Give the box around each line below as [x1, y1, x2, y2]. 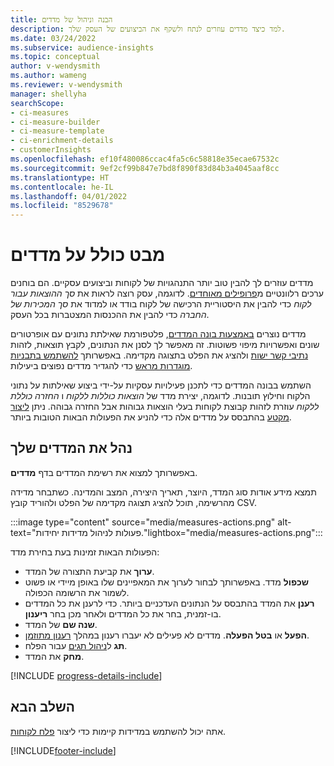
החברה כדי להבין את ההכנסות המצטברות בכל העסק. [10, 309, 210, 321]
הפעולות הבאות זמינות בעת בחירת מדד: [10, 546, 160, 558]
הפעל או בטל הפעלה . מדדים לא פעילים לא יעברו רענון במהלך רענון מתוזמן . [24, 629, 310, 641]
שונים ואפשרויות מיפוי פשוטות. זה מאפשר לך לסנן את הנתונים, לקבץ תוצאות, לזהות [10, 339, 320, 351]
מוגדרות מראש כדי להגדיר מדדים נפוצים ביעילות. [10, 360, 193, 372]
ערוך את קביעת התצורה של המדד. [24, 565, 155, 577]
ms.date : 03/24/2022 [10, 33, 97, 43]
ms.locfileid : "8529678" [10, 201, 114, 211]
